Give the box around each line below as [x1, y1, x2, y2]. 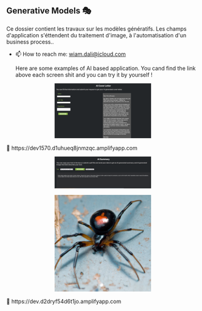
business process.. [6, 38, 54, 45]
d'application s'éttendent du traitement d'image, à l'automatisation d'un [6, 31, 187, 39]
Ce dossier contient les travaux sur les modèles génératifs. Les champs [6, 25, 187, 33]
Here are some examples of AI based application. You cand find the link [15, 64, 196, 72]
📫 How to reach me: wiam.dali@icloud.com [15, 50, 126, 58]
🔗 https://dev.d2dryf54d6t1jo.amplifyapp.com [6, 298, 121, 305]
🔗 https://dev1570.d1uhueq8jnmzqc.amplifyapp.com [6, 144, 138, 152]
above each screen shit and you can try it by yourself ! [15, 71, 153, 79]
